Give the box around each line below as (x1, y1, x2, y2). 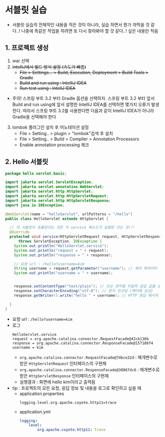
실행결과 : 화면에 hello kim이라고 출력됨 (19, 379, 96, 385)
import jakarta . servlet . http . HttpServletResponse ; (5, 198, 111, 203)
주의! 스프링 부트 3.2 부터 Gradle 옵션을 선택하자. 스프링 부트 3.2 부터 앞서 (12, 95, 155, 101)
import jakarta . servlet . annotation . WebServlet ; (5, 184, 105, 190)
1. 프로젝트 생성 (5, 44, 49, 52)
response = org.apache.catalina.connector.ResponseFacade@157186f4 (12, 340, 153, 345)
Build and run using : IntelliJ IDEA (19, 80, 87, 86)
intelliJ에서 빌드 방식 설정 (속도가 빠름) (12, 64, 86, 69)
